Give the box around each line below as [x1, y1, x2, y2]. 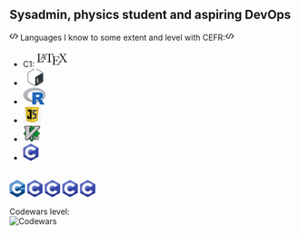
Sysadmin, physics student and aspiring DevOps [9, 7, 292, 23]
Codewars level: [9, 206, 70, 217]
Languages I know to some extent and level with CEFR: [19, 32, 225, 43]
